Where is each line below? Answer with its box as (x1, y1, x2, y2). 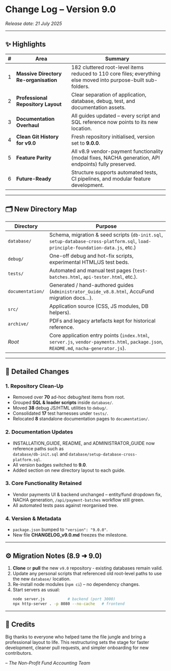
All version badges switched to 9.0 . (12, 462, 88, 468)
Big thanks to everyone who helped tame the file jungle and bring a (5, 633, 146, 640)
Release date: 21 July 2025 (5, 20, 62, 26)
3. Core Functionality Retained (5, 480, 82, 487)
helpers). (49, 309, 71, 316)
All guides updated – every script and (71, 112, 160, 119)
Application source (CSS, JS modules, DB (49, 302, 149, 309)
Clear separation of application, (71, 91, 147, 98)
